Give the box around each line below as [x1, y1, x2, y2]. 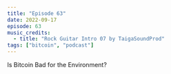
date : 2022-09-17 [7, 16, 57, 23]
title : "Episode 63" [7, 10, 67, 17]
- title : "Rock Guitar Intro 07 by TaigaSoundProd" [13, 36, 165, 42]
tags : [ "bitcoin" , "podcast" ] [7, 42, 94, 49]
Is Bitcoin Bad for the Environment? [7, 61, 107, 69]
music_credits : [7, 29, 51, 36]
